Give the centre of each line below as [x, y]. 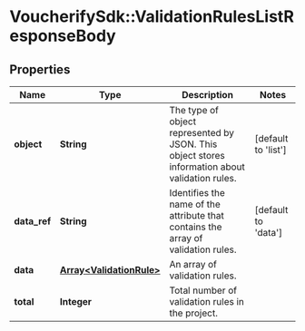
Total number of [203, 290]
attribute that [197, 215]
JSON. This [193, 144]
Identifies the [197, 193]
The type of [194, 110]
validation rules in [207, 302]
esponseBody [63, 36]
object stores [197, 156]
